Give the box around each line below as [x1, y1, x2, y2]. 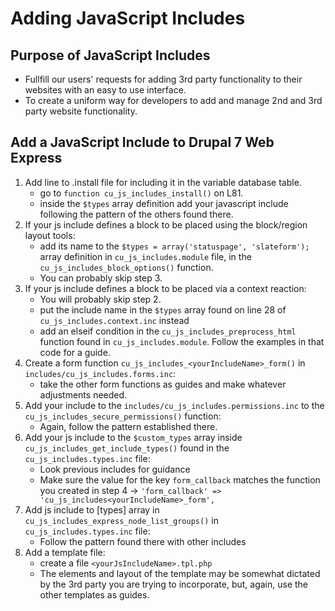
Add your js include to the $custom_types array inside [24, 431, 243, 443]
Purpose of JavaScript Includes [10, 47, 211, 64]
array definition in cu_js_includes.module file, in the [39, 250, 252, 262]
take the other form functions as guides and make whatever [39, 378, 287, 390]
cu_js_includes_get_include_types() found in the [24, 442, 230, 454]
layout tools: [24, 229, 76, 241]
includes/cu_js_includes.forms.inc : [24, 367, 177, 379]
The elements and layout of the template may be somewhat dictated [39, 567, 321, 579]
